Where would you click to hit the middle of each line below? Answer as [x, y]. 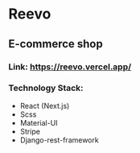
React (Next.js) [45, 105]
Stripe [30, 131]
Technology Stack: [46, 88]
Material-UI [39, 122]
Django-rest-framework [59, 140]
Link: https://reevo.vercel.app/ [70, 67]
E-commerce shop [56, 44]
